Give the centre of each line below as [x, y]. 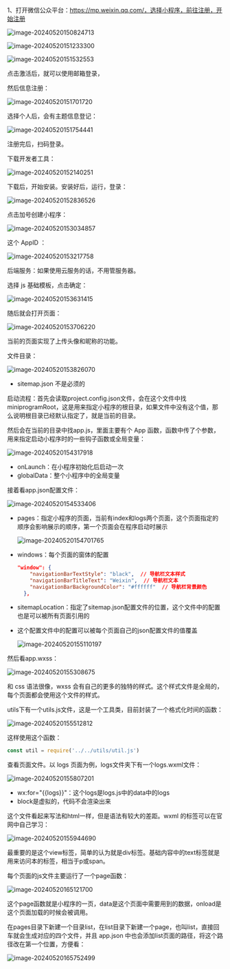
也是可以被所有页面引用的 [53, 616]
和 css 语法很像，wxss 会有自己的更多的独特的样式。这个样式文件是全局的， [115, 687]
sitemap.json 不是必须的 [51, 384]
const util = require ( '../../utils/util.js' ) [73, 751]
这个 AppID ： [27, 242]
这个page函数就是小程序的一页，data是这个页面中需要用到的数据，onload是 [114, 904]
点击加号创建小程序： [37, 215]
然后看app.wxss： [33, 658]
